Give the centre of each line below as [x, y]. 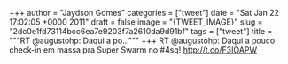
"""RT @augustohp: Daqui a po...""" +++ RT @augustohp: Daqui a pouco [142, 40]
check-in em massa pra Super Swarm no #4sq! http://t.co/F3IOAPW [133, 50]
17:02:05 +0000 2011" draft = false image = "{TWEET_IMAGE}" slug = [136, 22]
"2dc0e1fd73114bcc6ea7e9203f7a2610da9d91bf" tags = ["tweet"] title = [141, 31]
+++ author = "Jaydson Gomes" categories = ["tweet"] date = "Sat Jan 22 [144, 13]
